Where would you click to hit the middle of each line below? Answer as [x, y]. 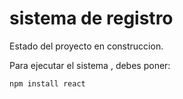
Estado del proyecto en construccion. [86, 46]
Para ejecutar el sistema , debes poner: [90, 65]
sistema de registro [91, 18]
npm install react [47, 83]
